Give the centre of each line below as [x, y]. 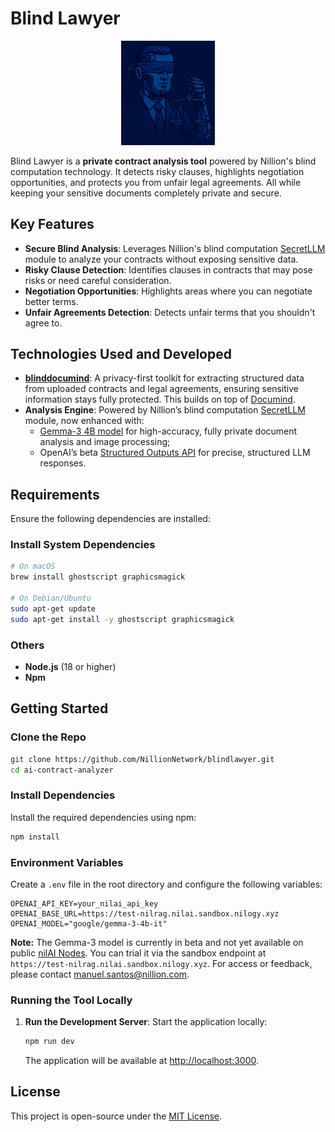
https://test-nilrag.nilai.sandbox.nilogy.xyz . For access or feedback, [161, 963]
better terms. [51, 301]
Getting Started [59, 708]
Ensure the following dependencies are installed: [110, 519]
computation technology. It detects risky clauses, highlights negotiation [157, 171]
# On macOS [33, 567]
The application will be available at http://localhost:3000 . [142, 1061]
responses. [63, 463]
